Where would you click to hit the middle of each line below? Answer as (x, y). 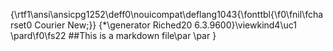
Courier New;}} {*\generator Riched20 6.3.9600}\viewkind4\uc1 (165, 25)
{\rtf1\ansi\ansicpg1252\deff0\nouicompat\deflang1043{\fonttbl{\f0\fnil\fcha (167, 14)
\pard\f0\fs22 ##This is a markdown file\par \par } (113, 35)
